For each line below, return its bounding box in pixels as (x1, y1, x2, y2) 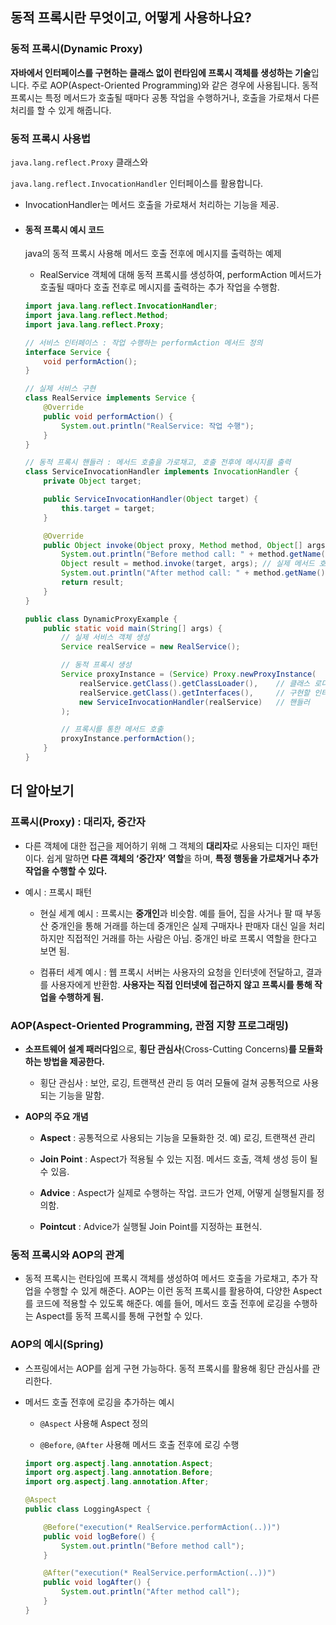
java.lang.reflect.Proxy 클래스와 (10, 156, 149, 168)
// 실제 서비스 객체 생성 (61, 633, 150, 643)
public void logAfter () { (43, 1578, 152, 1588)
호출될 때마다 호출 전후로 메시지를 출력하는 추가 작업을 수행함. (39, 281, 280, 293)
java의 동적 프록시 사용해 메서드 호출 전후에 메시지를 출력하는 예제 (24, 248, 282, 260)
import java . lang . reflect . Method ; (24, 311, 169, 321)
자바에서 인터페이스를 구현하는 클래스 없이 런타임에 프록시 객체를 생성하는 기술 (10, 66, 312, 78)
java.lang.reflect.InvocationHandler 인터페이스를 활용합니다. (10, 177, 264, 189)
